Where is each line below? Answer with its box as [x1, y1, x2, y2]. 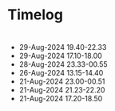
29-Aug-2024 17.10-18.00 [18, 51, 103, 61]
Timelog [7, 6, 63, 24]
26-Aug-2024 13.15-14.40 [18, 68, 104, 78]
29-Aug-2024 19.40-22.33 [18, 43, 107, 52]
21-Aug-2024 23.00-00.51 [18, 76, 105, 86]
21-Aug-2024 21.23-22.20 [18, 85, 105, 95]
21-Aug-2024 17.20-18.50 [18, 94, 103, 104]
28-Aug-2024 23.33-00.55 [18, 60, 109, 69]
